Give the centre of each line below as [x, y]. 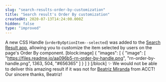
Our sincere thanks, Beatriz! [34, 75]
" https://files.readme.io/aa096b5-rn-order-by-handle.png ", [66, 58]
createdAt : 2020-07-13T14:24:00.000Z [44, 19]
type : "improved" [23, 28]
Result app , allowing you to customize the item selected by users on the [79, 48]
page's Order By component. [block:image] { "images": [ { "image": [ [76, 53]
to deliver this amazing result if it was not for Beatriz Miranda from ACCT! [80, 69]
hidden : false [20, 24]
